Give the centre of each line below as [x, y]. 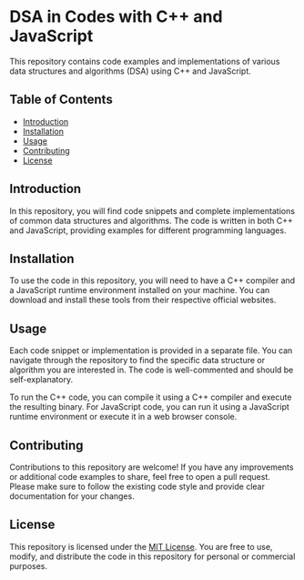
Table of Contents [61, 100]
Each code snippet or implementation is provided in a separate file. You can [151, 351]
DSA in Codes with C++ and [116, 17]
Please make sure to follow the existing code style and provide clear [137, 486]
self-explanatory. [41, 380]
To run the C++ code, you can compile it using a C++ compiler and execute [151, 397]
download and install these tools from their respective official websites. [143, 300]
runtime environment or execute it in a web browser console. [123, 417]
